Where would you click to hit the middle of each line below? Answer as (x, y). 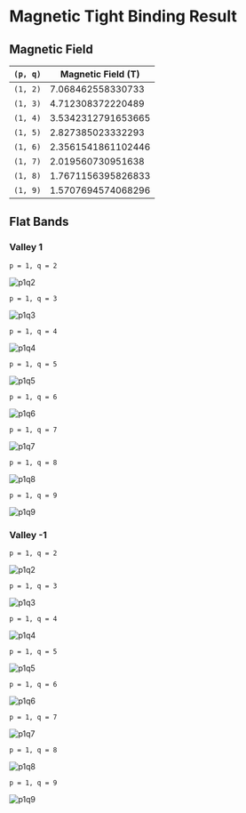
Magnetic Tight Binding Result (123, 16)
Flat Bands (39, 222)
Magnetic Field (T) (100, 74)
